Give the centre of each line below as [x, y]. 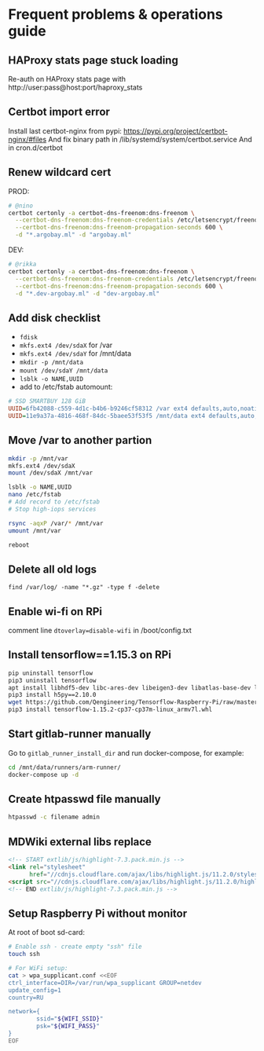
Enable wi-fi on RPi [55, 612]
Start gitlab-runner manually [80, 734]
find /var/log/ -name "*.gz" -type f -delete [84, 588]
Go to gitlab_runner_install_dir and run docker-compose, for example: [126, 753]
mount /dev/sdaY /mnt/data [64, 371]
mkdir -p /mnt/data [51, 363]
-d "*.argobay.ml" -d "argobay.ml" [73, 235]
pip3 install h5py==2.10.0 [52, 695]
